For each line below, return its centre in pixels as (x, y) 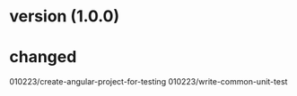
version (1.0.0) (65, 16)
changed (43, 57)
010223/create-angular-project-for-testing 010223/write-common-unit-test (148, 82)
